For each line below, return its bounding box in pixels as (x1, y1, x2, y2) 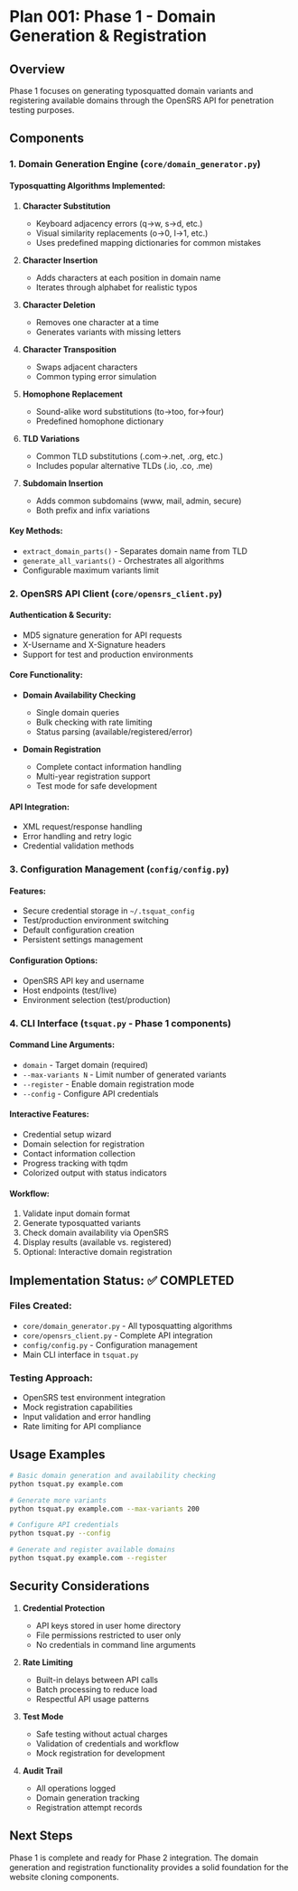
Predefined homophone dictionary (35, 416, 164, 426)
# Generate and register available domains (9, 1545, 176, 1555)
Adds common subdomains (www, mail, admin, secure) (35, 495, 242, 506)
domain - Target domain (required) (22, 1059, 149, 1070)
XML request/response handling (22, 821, 143, 832)
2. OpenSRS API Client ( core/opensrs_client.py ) (9, 587, 223, 600)
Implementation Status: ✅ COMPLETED (9, 1272, 235, 1288)
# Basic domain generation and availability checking (9, 1471, 217, 1480)
